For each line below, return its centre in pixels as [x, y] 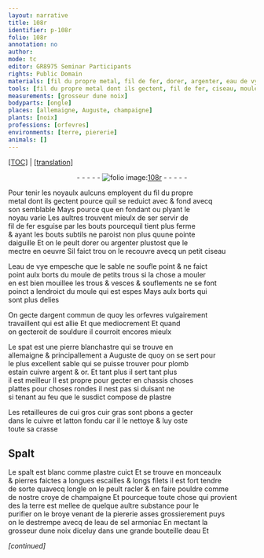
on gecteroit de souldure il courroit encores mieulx [90, 332]
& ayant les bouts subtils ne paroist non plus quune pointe [102, 234]
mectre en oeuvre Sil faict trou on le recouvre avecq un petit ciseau [117, 251]
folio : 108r [27, 37]
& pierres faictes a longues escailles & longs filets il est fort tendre [115, 481]
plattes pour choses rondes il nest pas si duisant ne [92, 388]
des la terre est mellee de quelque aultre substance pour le [104, 506]
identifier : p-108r [40, 30]
